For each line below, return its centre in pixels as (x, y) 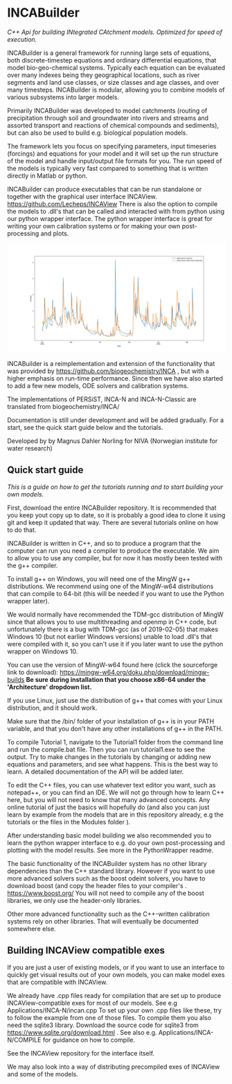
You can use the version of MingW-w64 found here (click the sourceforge (113, 665)
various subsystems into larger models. (63, 97)
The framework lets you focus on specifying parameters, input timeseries (112, 146)
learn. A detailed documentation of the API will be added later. (96, 772)
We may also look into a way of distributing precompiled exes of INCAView (114, 1067)
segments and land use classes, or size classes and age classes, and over (113, 82)
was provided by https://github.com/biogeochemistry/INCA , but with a (108, 371)
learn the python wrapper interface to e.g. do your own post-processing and (116, 842)
